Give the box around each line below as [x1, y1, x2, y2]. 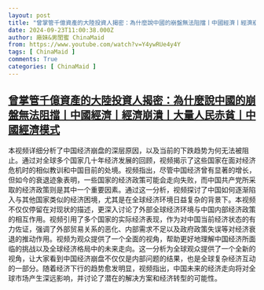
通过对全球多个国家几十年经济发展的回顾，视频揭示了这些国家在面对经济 [21, 155, 256, 165]
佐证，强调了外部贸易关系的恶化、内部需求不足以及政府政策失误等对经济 [14, 224, 249, 233]
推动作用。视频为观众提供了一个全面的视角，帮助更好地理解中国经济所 [21, 233, 249, 244]
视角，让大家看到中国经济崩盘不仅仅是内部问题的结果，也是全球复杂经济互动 [8, 253, 256, 263]
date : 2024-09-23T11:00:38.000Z [8, 26, 114, 34]
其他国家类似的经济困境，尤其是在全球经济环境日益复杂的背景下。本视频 [21, 194, 256, 204]
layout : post [8, 11, 51, 20]
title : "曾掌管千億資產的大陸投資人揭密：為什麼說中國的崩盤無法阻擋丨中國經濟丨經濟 [8, 19, 253, 27]
